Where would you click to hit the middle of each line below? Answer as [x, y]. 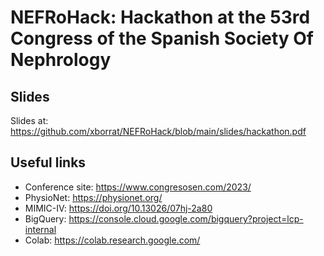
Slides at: [29, 120]
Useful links [48, 162]
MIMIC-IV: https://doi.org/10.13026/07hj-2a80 [118, 208]
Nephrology [61, 60]
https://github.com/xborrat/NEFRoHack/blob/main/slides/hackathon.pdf [158, 131]
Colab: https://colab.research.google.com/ [112, 240]
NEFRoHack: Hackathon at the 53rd [160, 17]
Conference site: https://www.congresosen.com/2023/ [138, 187]
